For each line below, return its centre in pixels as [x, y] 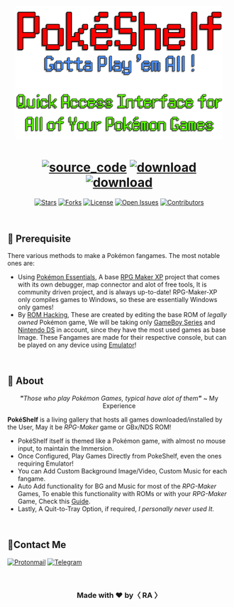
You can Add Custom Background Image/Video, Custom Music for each [122, 471]
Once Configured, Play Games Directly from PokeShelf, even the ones [119, 456]
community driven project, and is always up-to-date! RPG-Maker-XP [117, 292]
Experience [119, 405]
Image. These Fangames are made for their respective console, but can [122, 337]
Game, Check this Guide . [54, 501]
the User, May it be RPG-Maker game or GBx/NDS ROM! [89, 427]
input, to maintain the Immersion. [66, 448]
